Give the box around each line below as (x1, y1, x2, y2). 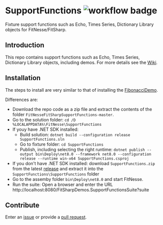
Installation (5, 74, 41, 82)
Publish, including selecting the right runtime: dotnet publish (19, 146, 145, 152)
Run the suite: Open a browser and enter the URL (12, 181, 113, 187)
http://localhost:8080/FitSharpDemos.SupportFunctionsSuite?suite (12, 186, 149, 193)
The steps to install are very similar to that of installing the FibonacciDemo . (5, 87, 158, 93)
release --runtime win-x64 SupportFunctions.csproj (19, 156, 129, 161)
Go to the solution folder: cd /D (12, 116, 76, 122)
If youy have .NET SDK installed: (12, 126, 79, 132)
